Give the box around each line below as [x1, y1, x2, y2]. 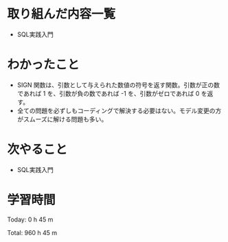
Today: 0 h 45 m [7, 215, 54, 223]
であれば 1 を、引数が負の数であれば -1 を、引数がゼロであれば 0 [16, 89, 200, 97]
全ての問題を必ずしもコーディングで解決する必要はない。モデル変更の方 [16, 106, 222, 114]
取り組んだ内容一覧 [7, 6, 116, 22]
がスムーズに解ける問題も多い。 [16, 114, 108, 123]
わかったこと [7, 57, 80, 73]
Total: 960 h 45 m [7, 228, 58, 237]
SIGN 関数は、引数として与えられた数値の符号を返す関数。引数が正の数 [16, 80, 220, 89]
